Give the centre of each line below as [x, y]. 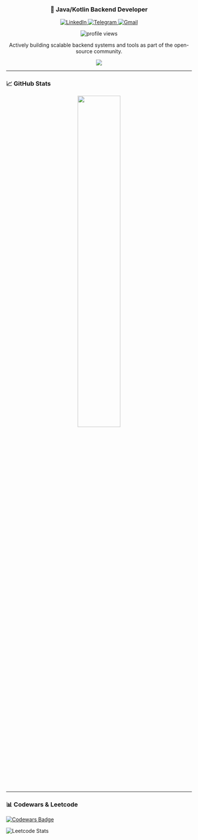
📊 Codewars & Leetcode [42, 804]
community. [108, 51]
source [84, 51]
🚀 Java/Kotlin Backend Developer [99, 9]
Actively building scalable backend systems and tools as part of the [91, 45]
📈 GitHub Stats [29, 84]
